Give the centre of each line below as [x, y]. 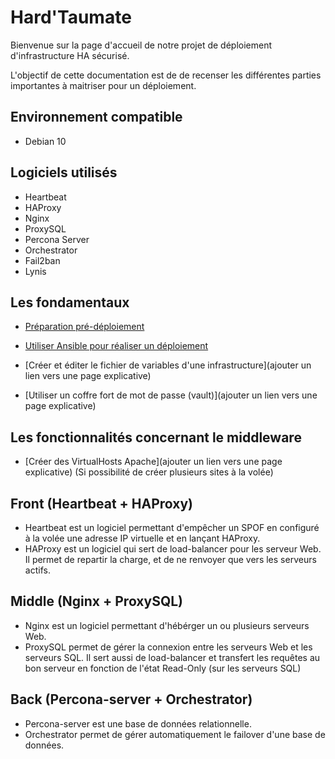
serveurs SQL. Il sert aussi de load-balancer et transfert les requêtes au [172, 657]
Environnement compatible [96, 117]
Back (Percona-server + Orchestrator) [131, 699]
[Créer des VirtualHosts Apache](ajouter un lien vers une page [153, 462]
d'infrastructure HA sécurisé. [70, 55]
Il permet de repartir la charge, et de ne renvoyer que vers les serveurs [170, 559]
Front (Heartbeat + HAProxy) [102, 503]
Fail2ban [42, 260]
